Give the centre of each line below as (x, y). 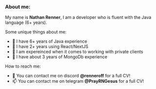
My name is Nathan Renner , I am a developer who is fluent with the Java (78, 18)
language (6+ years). (26, 22)
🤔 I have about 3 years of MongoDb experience (59, 57)
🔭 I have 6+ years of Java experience (49, 41)
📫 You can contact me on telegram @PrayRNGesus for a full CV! (78, 81)
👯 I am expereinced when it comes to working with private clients (78, 52)
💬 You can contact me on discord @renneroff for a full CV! (71, 76)
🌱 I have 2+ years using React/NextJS (50, 47)
